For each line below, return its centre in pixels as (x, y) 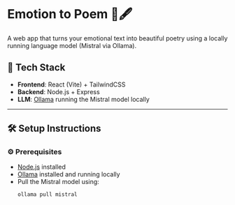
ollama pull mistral (47, 195)
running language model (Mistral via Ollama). (72, 45)
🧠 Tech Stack (36, 68)
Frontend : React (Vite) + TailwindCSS (71, 84)
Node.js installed (42, 167)
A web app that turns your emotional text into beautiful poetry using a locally (117, 38)
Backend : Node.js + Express (58, 91)
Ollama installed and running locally (69, 174)
